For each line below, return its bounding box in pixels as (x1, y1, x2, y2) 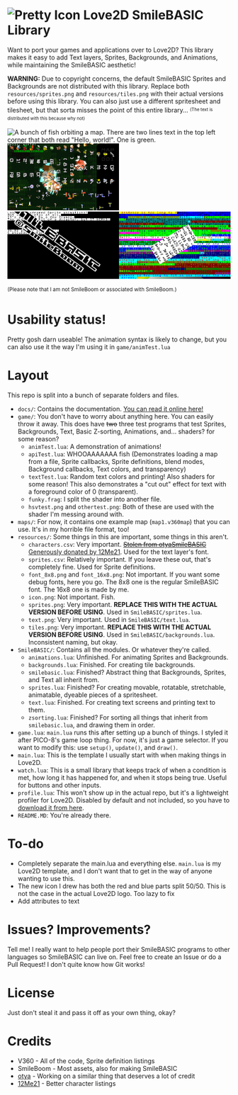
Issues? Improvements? (7, 921, 151, 938)
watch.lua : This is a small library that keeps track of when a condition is (17, 766, 227, 775)
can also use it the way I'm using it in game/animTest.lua (7, 343, 171, 351)
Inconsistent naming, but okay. (28, 638, 118, 647)
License (7, 985, 55, 1002)
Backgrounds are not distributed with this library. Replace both (7, 81, 190, 90)
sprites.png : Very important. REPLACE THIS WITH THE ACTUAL (28, 601, 218, 609)
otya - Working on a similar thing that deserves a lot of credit (17, 1072, 195, 1080)
